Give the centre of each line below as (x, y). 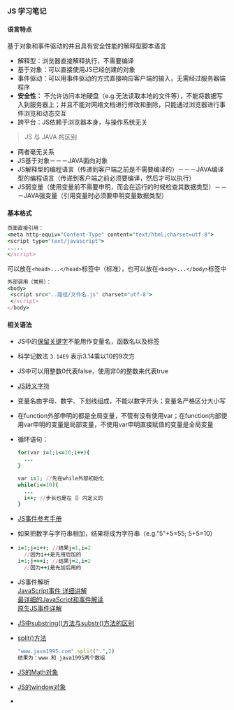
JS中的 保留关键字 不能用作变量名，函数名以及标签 (88, 342)
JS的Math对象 (38, 672)
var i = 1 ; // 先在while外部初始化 (61, 478)
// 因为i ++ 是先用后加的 (53, 555)
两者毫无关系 (36, 152)
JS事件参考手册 (39, 519)
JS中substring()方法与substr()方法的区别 (76, 623)
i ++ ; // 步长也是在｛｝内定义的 (64, 498)
